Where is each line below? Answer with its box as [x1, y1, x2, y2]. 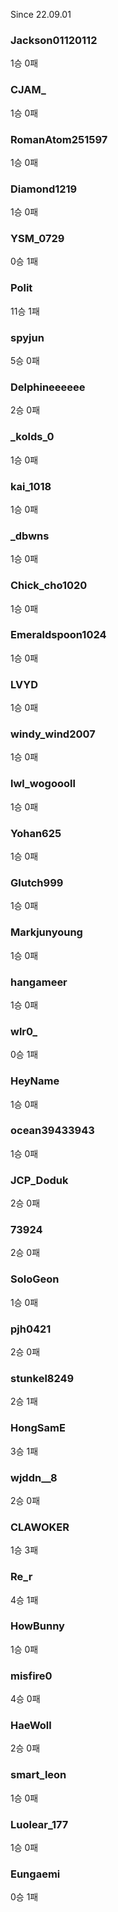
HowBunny [10, 1619, 65, 1633]
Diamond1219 [10, 182, 78, 196]
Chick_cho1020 [10, 579, 88, 593]
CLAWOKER [10, 1520, 70, 1534]
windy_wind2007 [10, 727, 96, 741]
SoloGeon [10, 1272, 60, 1286]
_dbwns [10, 529, 50, 543]
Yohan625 [10, 826, 62, 840]
